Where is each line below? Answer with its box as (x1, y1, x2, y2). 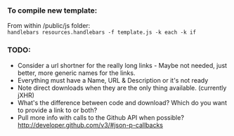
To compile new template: (7, 6, 98, 15)
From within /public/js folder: (7, 22, 91, 30)
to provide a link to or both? (17, 106, 98, 114)
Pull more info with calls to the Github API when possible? (17, 113, 185, 121)
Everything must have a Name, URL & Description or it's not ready (17, 76, 209, 84)
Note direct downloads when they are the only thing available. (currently (17, 83, 227, 92)
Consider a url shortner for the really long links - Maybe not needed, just (17, 61, 227, 69)
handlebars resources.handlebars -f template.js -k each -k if (7, 29, 197, 36)
